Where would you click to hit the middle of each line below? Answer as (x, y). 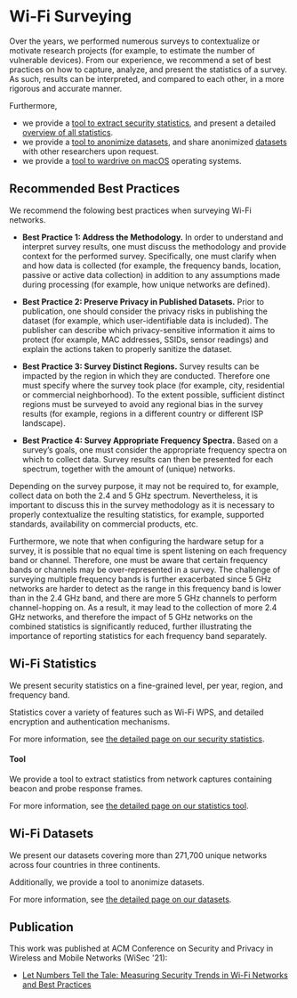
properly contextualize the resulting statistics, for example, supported (137, 514)
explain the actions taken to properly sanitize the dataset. (127, 348)
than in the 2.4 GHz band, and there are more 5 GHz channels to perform (143, 598)
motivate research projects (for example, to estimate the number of (132, 50)
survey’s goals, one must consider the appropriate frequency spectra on (154, 450)
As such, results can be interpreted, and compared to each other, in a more (147, 78)
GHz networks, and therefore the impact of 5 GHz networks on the (131, 617)
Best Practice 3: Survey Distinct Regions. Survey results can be (140, 366)
